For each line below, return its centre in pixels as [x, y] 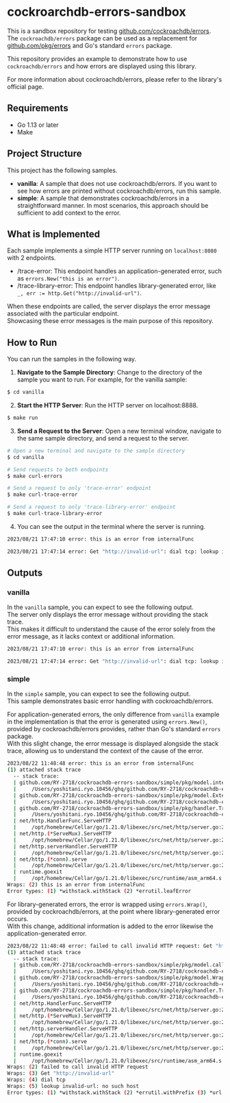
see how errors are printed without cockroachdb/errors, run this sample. [119, 191]
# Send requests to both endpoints [58, 470]
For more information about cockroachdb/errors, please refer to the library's [115, 79]
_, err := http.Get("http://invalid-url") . [79, 293]
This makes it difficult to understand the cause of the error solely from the [111, 629]
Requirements [38, 108]
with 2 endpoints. [31, 258]
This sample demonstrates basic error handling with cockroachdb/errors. [110, 701]
